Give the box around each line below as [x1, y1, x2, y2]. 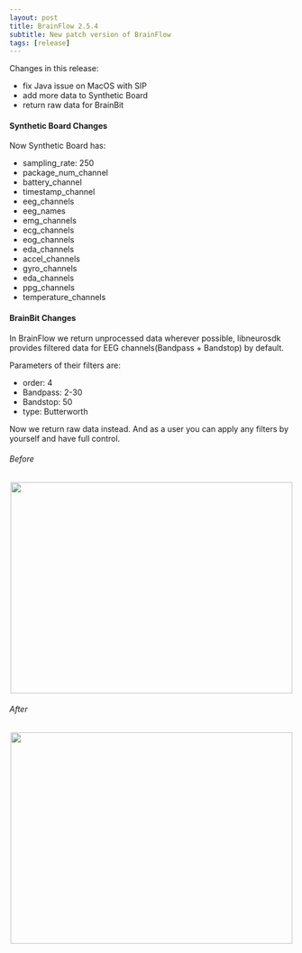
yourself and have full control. [9, 433, 121, 444]
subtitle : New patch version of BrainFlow [9, 30, 171, 39]
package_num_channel [22, 168, 108, 179]
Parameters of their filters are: [9, 360, 122, 371]
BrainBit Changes [9, 313, 77, 324]
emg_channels [22, 215, 77, 226]
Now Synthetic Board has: [9, 141, 106, 151]
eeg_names [22, 206, 66, 216]
